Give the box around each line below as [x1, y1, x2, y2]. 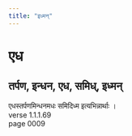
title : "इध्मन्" [8, 11, 53, 20]
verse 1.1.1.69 [8, 110, 52, 120]
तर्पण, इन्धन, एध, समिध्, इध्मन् [8, 79, 123, 93]
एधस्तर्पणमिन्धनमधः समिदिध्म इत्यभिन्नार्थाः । [8, 100, 117, 110]
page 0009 [8, 118, 46, 128]
